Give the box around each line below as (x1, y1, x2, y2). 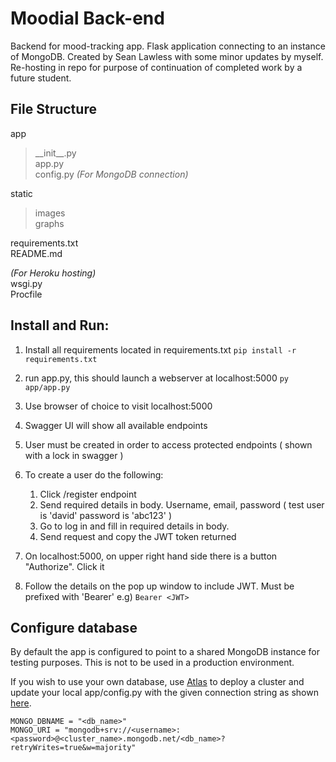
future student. (10, 72, 72, 84)
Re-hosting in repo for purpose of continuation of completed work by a (10, 61, 303, 73)
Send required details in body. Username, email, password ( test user (39, 498, 325, 511)
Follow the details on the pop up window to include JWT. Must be (24, 580, 295, 592)
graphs (34, 217, 65, 229)
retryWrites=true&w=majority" (10, 743, 137, 753)
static (10, 187, 33, 199)
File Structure (10, 101, 97, 118)
